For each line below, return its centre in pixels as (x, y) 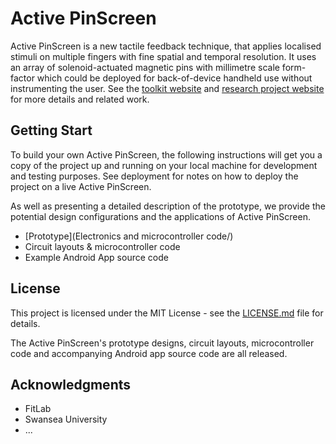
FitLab (38, 409)
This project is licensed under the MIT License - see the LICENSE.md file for (167, 313)
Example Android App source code (96, 257)
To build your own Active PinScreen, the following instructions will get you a (166, 154)
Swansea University (66, 419)
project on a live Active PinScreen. (81, 186)
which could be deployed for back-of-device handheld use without (174, 78)
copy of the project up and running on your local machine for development (164, 165)
